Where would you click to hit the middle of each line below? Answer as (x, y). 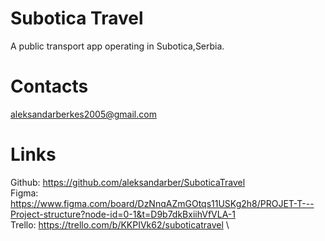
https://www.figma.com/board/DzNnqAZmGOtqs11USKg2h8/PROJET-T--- (162, 203)
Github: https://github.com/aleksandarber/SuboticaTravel (128, 182)
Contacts (49, 86)
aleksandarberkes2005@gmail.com (83, 114)
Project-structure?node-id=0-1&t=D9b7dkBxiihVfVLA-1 (123, 214)
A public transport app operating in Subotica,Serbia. (117, 46)
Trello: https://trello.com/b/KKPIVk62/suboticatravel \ (120, 224)
